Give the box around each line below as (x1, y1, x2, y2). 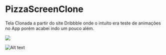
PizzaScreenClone (5, 3, 83, 15)
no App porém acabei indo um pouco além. (5, 25, 94, 31)
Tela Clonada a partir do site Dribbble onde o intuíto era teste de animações (5, 20, 161, 26)
